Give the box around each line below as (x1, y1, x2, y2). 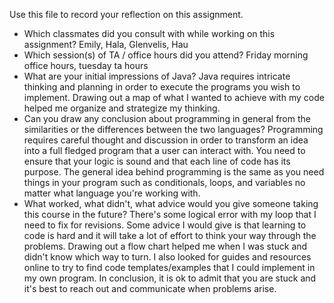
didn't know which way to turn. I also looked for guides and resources (23, 251, 312, 263)
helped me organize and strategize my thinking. (23, 102, 221, 114)
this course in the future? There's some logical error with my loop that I (23, 209, 317, 220)
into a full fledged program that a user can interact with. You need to (23, 145, 306, 156)
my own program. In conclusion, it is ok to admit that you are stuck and (23, 272, 317, 284)
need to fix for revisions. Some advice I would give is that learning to (23, 219, 307, 231)
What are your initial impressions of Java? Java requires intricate (23, 70, 291, 82)
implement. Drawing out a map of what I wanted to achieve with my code (23, 92, 325, 103)
